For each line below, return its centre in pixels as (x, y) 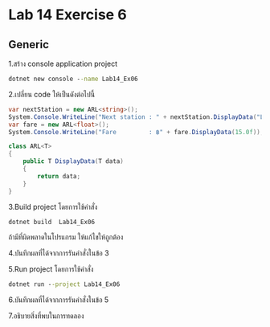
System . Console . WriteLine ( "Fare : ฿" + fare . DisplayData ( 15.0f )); (136, 132)
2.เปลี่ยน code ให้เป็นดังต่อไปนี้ (51, 94)
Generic (29, 45)
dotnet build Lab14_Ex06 (51, 222)
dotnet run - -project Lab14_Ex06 (64, 284)
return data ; (59, 176)
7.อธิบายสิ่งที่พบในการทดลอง (46, 316)
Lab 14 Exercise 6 (67, 15)
